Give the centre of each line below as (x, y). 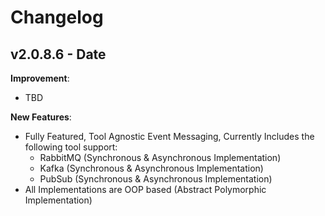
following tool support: (71, 147)
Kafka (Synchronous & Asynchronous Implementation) (151, 168)
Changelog (57, 17)
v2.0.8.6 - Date (58, 54)
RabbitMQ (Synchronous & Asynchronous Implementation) (160, 157)
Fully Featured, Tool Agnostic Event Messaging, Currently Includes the (169, 136)
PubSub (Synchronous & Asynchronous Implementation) (156, 179)
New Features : (41, 117)
